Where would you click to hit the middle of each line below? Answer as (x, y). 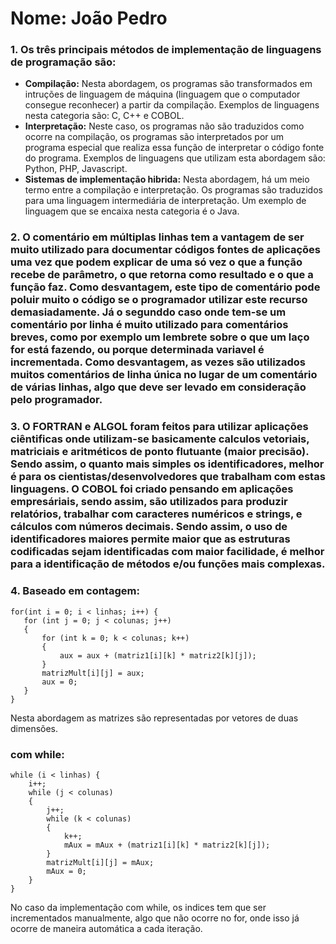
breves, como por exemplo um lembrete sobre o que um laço (160, 337)
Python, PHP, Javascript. (76, 169)
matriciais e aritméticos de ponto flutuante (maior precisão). (160, 452)
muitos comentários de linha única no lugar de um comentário (164, 375)
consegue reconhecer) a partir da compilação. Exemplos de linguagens (172, 105)
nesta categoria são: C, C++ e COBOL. (104, 116)
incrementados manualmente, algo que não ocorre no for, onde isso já (155, 918)
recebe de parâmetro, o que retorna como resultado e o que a (162, 275)
